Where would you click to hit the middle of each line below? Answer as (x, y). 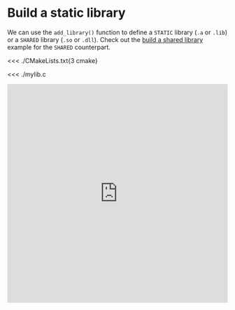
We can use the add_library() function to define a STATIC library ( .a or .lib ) (117, 32)
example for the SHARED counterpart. (59, 47)
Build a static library (66, 13)
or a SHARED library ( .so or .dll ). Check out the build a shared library (105, 39)
